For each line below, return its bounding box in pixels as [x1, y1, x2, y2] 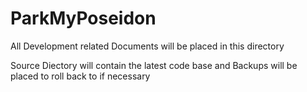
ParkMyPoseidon [10, 7, 157, 30]
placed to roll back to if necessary [10, 70, 151, 82]
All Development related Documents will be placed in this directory [10, 40, 285, 52]
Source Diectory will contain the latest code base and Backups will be [10, 59, 298, 71]
